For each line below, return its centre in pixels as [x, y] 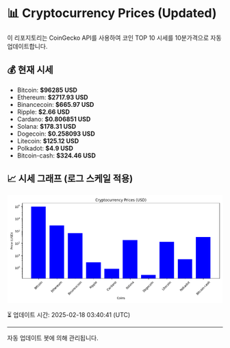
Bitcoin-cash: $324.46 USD [56, 156]
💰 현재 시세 [30, 70]
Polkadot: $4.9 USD [45, 148]
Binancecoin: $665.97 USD [55, 104]
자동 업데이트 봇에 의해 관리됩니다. [53, 338]
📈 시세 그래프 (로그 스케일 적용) [70, 179]
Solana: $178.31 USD [47, 126]
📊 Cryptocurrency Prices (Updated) [112, 13]
